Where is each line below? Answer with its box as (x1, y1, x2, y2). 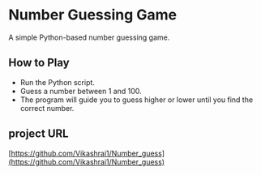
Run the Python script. (19, 77, 96, 87)
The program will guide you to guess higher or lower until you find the (19, 95, 254, 105)
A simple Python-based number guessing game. (8, 32, 170, 42)
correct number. (19, 103, 75, 113)
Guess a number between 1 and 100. (19, 86, 142, 96)
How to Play (8, 56, 71, 70)
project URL (8, 127, 69, 141)
